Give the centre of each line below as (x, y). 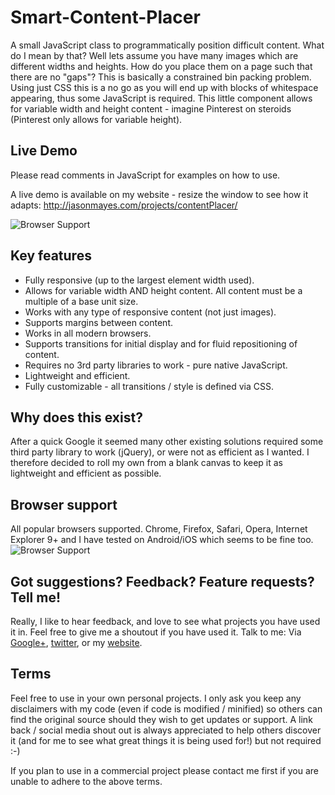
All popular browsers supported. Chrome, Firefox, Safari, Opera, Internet (159, 529)
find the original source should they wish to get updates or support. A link (161, 719)
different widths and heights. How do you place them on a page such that (161, 66)
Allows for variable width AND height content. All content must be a (163, 290)
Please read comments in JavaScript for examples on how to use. (145, 175)
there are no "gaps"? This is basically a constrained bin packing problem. (161, 77)
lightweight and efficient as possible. (86, 473)
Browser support (64, 504)
